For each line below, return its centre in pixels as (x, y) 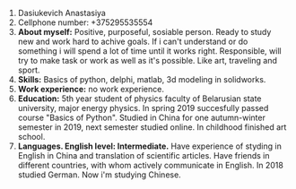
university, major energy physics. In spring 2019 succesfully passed (143, 108)
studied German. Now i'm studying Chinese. (99, 175)
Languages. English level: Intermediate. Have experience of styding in (150, 146)
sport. (29, 70)
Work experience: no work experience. (91, 89)
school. (31, 137)
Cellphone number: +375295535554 (85, 22)
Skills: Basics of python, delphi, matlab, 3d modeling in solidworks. (142, 79)
